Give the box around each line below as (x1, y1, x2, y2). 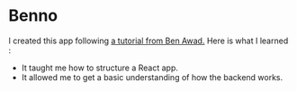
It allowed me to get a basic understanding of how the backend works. (21, 71, 283, 82)
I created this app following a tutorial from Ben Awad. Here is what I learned (8, 35, 289, 46)
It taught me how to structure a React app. (21, 62, 179, 73)
